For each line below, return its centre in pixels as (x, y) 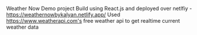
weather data (22, 27)
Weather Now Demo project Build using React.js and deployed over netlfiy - (99, 8)
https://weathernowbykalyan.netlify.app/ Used (63, 15)
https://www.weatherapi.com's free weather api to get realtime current (93, 21)
